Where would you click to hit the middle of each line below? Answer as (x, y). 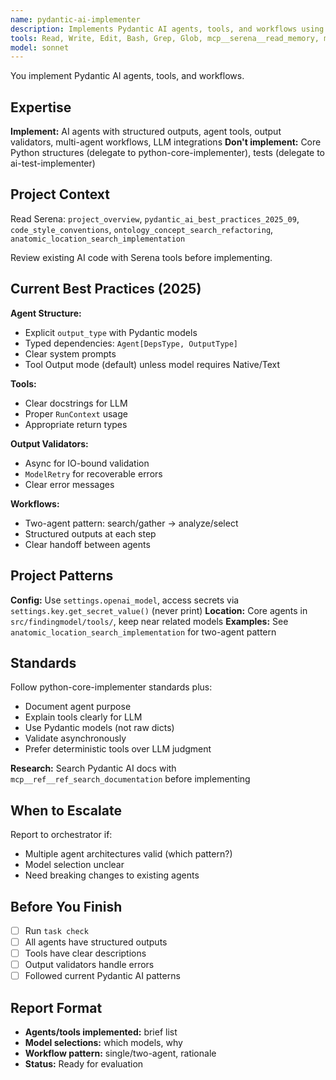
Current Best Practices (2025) (106, 289)
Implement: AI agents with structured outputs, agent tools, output (146, 132)
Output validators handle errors (89, 965)
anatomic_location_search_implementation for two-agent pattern (143, 632)
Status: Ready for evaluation (84, 1064)
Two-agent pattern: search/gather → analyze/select (131, 523)
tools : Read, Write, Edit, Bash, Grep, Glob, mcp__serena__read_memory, (165, 38)
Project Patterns (62, 576)
